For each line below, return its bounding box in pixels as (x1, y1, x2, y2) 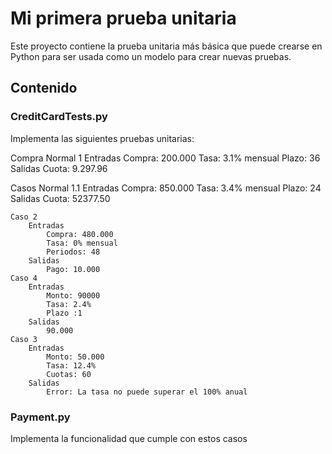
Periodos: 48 (46, 247, 101, 257)
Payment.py (10, 410, 71, 424)
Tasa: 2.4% (46, 299, 92, 309)
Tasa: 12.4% (46, 360, 97, 371)
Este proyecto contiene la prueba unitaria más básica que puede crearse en (10, 40, 323, 52)
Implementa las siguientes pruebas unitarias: (10, 132, 195, 144)
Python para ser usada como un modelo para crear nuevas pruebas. (10, 50, 292, 62)
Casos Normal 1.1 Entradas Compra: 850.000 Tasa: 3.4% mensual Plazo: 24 (10, 182, 322, 194)
